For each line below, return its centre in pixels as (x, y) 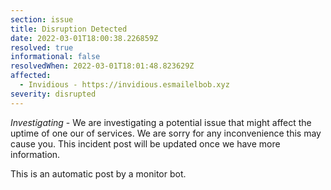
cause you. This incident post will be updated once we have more (145, 143)
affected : (31, 76)
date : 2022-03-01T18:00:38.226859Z (84, 38)
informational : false (55, 57)
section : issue (42, 19)
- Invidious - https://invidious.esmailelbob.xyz (124, 85)
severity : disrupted (53, 94)
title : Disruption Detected (69, 29)
